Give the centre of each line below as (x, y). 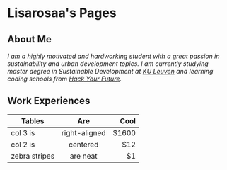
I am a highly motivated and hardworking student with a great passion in (113, 56)
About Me (29, 39)
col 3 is (23, 132)
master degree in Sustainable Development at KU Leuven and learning (110, 71)
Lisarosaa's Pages (62, 13)
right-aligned (83, 132)
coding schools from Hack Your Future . (65, 79)
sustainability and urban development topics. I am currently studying (108, 64)
